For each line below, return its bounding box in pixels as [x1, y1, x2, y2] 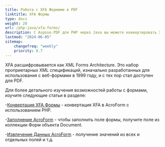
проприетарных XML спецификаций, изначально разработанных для [5, 67, 150, 73]
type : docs [5, 16, 27, 21]
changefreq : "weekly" [14, 44, 58, 49]
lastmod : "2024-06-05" [5, 35, 52, 40]
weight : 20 [5, 21, 27, 26]
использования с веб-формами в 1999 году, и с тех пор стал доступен [5, 72, 153, 78]
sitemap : [5, 39, 23, 44]
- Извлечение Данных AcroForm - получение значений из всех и [5, 131, 140, 137]
